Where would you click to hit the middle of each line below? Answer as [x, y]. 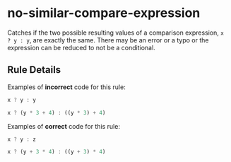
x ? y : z [22, 139]
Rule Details [34, 70]
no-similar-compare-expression [104, 13]
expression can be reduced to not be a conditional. [81, 47]
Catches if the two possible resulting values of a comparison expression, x [115, 33]
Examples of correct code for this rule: [64, 126]
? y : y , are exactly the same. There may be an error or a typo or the [108, 40]
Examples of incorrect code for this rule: [66, 87]
